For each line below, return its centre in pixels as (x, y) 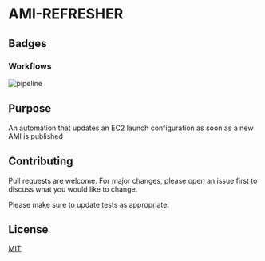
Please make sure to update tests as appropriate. (89, 204)
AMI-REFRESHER (66, 14)
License (28, 229)
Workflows (30, 66)
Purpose (30, 109)
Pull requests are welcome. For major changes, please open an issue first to (133, 180)
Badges (28, 43)
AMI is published (36, 136)
